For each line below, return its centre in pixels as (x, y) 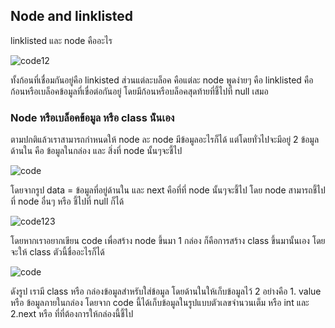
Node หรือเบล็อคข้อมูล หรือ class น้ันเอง (92, 117)
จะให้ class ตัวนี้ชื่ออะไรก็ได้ (57, 252)
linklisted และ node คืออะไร (61, 40)
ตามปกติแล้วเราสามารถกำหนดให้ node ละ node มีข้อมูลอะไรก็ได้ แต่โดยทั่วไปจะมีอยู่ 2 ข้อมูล (165, 140)
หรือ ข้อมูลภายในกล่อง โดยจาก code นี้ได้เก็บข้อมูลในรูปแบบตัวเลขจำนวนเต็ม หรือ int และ (160, 303)
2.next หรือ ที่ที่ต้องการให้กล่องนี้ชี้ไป (72, 314)
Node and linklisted (72, 16)
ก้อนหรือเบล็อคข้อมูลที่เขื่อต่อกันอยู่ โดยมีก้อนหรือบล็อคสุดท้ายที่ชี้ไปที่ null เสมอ (139, 91)
